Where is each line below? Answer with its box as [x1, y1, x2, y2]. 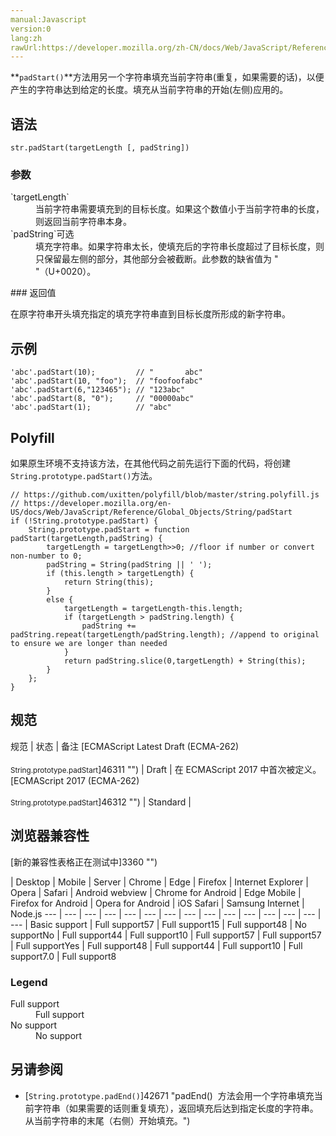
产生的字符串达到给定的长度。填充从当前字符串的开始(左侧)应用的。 [10, 84, 289, 96]
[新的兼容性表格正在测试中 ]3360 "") [10, 856, 158, 868]
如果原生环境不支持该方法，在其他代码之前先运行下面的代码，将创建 [10, 457, 291, 469]
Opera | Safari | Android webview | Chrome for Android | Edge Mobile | [10, 886, 302, 898]
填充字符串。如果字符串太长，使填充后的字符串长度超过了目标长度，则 [35, 241, 325, 253]
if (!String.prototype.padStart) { [10, 516, 159, 526]
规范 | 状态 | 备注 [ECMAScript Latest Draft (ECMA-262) [10, 740, 240, 752]
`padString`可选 [10, 228, 75, 240]
